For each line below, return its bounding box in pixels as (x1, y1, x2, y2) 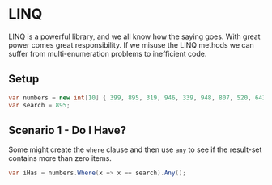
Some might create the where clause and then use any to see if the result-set (8, 145, 262, 154)
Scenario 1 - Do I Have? (8, 123, 127, 137)
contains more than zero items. (8, 153, 112, 163)
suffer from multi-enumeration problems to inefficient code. (8, 48, 207, 58)
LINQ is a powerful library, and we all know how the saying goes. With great (8, 32, 261, 41)
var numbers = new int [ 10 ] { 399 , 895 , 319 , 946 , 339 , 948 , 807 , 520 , (8, 94, 253, 102)
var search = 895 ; (8, 101, 70, 109)
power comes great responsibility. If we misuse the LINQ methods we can (8, 40, 255, 49)
